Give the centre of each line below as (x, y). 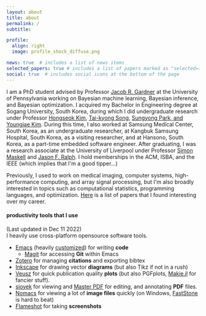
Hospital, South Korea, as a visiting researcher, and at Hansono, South (95, 137)
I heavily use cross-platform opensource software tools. (77, 235)
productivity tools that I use (42, 215)
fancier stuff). (32, 280)
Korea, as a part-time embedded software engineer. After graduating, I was (101, 144)
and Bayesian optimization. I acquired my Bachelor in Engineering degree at (102, 104)
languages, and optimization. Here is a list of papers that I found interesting (101, 195)
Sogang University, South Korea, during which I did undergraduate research (102, 111)
